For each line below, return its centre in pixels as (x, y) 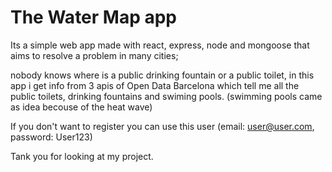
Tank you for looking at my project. (82, 156)
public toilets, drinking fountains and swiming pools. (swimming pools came (166, 96)
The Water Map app (93, 17)
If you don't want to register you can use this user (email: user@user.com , (162, 126)
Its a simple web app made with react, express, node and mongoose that (160, 45)
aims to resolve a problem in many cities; (94, 55)
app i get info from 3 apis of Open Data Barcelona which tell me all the (155, 85)
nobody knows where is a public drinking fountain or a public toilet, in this (162, 75)
